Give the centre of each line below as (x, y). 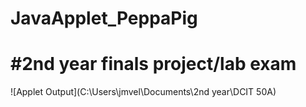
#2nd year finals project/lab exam (153, 64)
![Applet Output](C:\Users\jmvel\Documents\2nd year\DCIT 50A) (143, 92)
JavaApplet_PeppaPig (104, 18)
